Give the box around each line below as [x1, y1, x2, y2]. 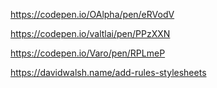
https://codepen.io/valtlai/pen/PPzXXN [10, 28, 171, 39]
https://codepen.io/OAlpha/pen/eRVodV [10, 9, 175, 20]
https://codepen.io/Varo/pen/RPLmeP [10, 47, 166, 59]
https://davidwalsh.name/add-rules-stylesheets [10, 67, 207, 78]
